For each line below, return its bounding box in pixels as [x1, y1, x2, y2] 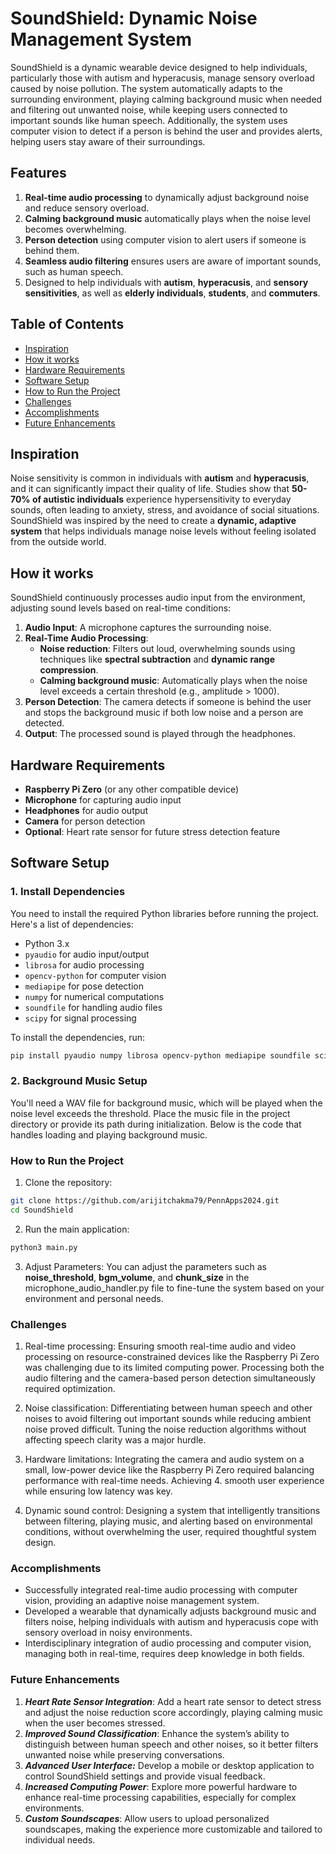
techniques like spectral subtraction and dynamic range [39, 653, 275, 666]
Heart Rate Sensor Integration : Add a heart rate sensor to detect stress [24, 1695, 322, 1707]
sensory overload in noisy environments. [24, 1627, 193, 1639]
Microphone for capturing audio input [24, 794, 182, 806]
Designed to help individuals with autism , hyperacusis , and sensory [24, 276, 309, 288]
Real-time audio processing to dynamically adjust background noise [24, 191, 310, 203]
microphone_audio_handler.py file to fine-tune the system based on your [24, 1282, 325, 1294]
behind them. [24, 244, 80, 256]
